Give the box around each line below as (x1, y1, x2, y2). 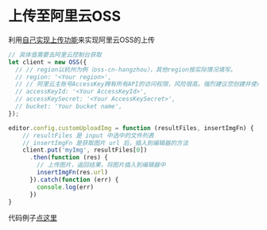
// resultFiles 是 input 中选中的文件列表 (22, 132, 155, 140)
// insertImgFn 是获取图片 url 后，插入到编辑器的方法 (22, 139, 189, 147)
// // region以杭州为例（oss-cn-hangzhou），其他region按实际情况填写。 (15, 65, 237, 74)
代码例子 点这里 (8, 213, 57, 223)
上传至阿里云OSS (8, 7, 122, 25)
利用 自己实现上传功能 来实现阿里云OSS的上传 (8, 35, 155, 44)
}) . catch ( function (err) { (29, 175, 119, 183)
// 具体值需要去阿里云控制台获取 (8, 51, 102, 59)
